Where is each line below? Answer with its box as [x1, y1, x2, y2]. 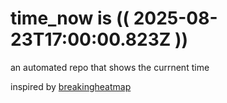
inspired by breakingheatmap [10, 80, 132, 92]
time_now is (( [10, 7, 130, 30]
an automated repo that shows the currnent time [10, 61, 210, 73]
